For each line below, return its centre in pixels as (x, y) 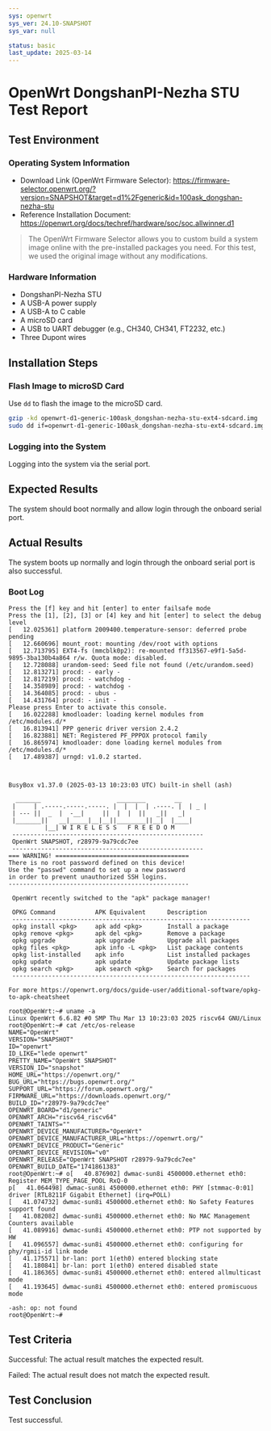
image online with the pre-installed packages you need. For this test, (142, 248)
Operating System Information (69, 162)
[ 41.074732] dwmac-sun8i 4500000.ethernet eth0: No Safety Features (131, 1202)
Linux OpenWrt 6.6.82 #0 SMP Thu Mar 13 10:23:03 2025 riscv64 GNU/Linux (135, 1018)
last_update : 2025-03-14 (50, 53)
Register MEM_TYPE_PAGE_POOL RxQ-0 (68, 1181)
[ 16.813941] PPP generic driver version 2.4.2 (94, 728)
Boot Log (26, 592)
